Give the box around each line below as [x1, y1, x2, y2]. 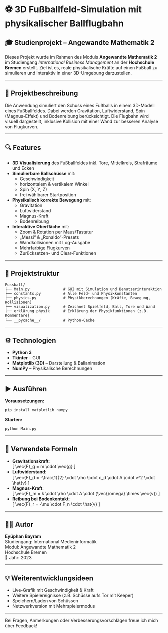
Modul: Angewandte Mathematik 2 [5, 544, 76, 550]
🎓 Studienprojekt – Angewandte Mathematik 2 [5, 38, 155, 47]
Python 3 [12, 349, 32, 356]
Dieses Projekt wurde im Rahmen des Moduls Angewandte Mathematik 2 [5, 54, 157, 60]
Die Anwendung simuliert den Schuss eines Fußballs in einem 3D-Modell [5, 102, 155, 108]
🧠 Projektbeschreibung [5, 89, 78, 98]
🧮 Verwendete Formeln [5, 445, 78, 453]
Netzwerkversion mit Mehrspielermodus [12, 603, 95, 609]
